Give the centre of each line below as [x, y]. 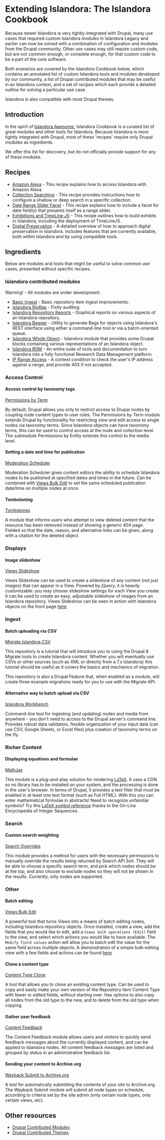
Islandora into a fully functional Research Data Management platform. [82, 354]
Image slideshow [23, 560]
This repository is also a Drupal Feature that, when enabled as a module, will [82, 676]
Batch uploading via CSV [31, 631]
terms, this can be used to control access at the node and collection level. [80, 430]
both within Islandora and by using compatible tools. [65, 236]
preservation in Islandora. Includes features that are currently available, [84, 231]
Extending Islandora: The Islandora [78, 9]
